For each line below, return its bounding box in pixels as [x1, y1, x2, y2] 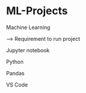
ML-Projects [6, 4, 68, 18]
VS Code [6, 81, 28, 88]
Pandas [6, 69, 25, 76]
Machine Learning [6, 24, 50, 31]
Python [6, 58, 24, 65]
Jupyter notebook [6, 46, 50, 54]
